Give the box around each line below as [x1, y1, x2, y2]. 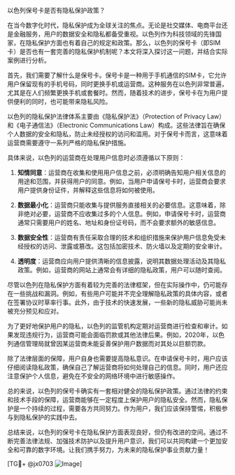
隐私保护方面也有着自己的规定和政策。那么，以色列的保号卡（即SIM [25, 39, 221, 47]
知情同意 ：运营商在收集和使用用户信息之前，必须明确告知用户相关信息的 [17, 168, 226, 177]
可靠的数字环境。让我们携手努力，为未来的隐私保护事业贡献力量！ [19, 446, 210, 454]
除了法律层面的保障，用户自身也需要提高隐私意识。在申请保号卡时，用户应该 [7, 354, 228, 363]
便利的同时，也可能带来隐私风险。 [13, 98, 112, 105]
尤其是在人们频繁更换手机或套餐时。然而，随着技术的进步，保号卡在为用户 [7, 88, 222, 97]
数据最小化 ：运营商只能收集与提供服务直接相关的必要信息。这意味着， [17, 201, 220, 209]
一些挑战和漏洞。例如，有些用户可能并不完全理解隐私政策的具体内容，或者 [13, 290, 228, 297]
